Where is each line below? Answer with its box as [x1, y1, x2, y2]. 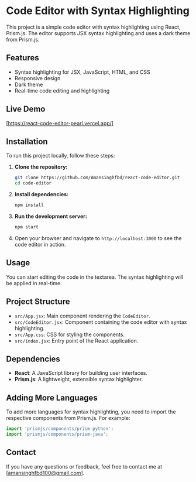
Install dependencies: [14, 191, 69, 198]
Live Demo [6, 104, 46, 114]
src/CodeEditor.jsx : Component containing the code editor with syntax [14, 318, 187, 326]
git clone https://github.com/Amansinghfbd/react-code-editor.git [14, 175, 180, 181]
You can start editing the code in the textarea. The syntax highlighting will [6, 274, 184, 281]
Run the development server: [14, 213, 88, 220]
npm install [14, 202, 44, 208]
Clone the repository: [14, 163, 68, 170]
